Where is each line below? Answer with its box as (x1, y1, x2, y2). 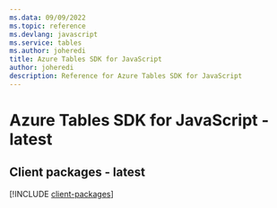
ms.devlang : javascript (9, 30, 99, 39)
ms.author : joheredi (9, 47, 87, 56)
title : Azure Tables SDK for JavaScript (9, 55, 163, 64)
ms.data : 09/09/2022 (9, 13, 87, 22)
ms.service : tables (9, 38, 82, 48)
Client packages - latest (9, 165, 146, 180)
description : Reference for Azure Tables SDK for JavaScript (9, 72, 243, 81)
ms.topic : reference (9, 22, 87, 30)
